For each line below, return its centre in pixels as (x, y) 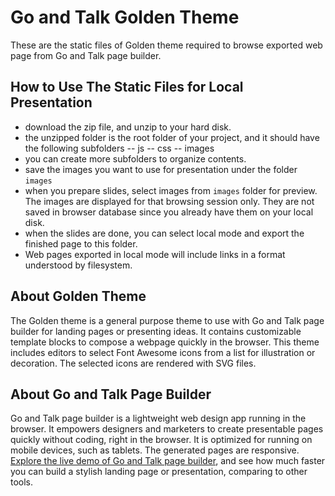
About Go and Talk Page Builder (111, 394)
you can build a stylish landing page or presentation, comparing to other (159, 472)
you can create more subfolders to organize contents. (135, 158)
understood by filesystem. (78, 265)
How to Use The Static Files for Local (127, 87)
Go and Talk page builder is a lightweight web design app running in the (158, 418)
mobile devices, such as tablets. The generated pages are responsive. (155, 450)
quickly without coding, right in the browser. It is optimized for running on (161, 440)
